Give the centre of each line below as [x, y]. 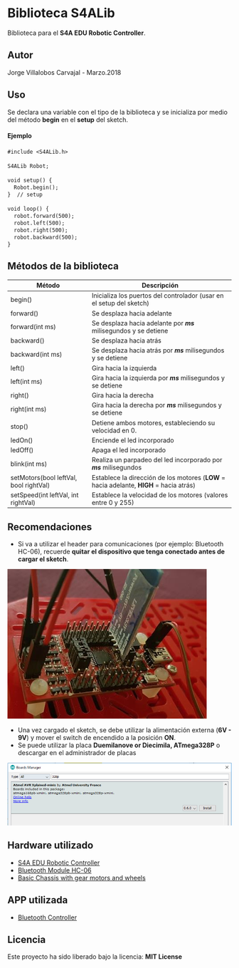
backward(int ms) [36, 354]
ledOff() [22, 450]
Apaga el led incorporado [128, 450]
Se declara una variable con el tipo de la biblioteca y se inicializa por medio [117, 112]
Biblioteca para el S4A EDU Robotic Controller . [76, 33]
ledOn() [22, 440]
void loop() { [28, 209]
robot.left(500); [39, 223]
